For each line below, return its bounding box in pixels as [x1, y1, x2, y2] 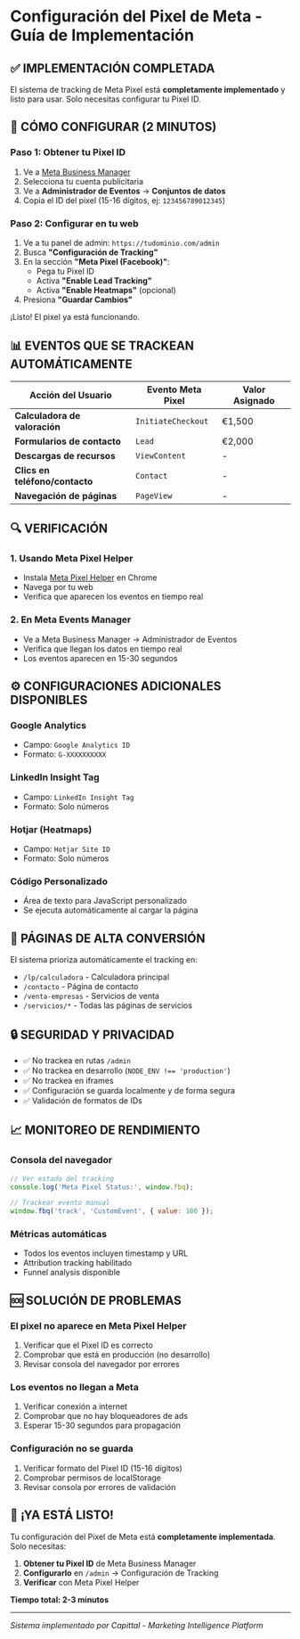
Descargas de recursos [14, 449, 116, 462]
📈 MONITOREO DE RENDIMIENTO [10, 1123, 201, 1138]
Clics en [14, 463, 50, 476]
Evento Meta [146, 383, 202, 396]
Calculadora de [14, 409, 81, 422]
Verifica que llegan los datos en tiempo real [22, 643, 182, 654]
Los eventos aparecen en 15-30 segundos [22, 652, 178, 663]
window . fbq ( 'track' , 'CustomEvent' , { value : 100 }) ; [10, 1207, 215, 1216]
